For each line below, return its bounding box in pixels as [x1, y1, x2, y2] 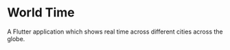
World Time [7, 5, 76, 21]
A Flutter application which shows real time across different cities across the [7, 27, 223, 36]
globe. [7, 34, 25, 42]
